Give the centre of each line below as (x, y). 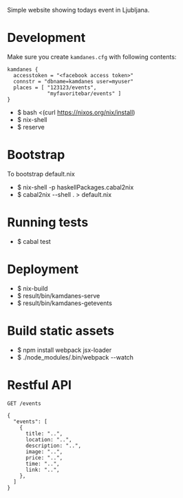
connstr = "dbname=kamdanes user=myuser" (74, 81)
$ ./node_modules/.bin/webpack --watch (75, 357)
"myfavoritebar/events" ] (84, 93)
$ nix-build (32, 288)
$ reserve (31, 127)
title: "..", (44, 433)
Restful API (40, 385)
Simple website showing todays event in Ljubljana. (78, 10)
